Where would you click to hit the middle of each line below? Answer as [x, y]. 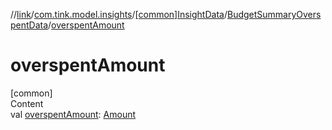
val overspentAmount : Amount [73, 114]
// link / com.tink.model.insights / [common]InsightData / [119, 14]
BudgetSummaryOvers [274, 14]
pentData [29, 25]
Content [27, 103]
